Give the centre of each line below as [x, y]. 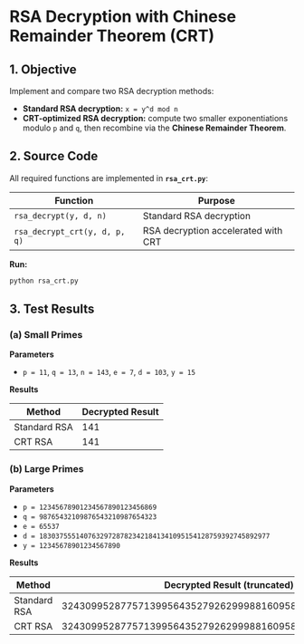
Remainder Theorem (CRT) [112, 36]
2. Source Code [54, 156]
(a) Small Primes [46, 335]
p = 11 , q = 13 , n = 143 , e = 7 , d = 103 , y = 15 [109, 372]
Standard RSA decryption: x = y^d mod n [100, 109]
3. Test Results [52, 309]
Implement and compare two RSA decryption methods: [112, 91]
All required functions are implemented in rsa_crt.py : [109, 178]
